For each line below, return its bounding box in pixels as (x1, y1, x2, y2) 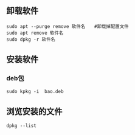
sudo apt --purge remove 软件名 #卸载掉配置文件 (6, 23, 129, 29)
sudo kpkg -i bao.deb (6, 88, 64, 94)
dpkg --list (6, 123, 36, 129)
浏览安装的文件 (6, 106, 63, 117)
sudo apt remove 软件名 (6, 30, 64, 36)
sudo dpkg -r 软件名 (6, 36, 56, 43)
